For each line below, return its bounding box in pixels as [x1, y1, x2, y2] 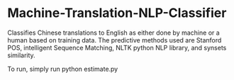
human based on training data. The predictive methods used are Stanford [7, 35, 222, 44]
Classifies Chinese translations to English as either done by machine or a [7, 28, 220, 37]
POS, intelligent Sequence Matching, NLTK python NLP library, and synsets [7, 43, 227, 52]
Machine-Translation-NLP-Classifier [7, 5, 227, 21]
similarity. [7, 51, 35, 59]
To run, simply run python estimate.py [7, 64, 118, 73]
